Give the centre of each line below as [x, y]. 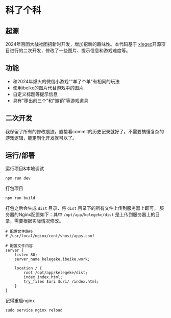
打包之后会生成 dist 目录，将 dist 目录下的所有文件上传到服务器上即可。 [82, 208]
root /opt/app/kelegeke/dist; [56, 273]
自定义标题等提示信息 [35, 94]
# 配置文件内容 [19, 246]
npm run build [20, 198]
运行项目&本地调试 [25, 168]
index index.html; [43, 277]
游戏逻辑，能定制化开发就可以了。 [41, 138]
